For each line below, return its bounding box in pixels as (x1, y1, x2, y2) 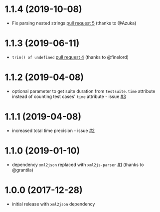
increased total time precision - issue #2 (11, 127, 95, 133)
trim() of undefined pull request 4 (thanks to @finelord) (11, 54, 129, 60)
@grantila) (11, 166, 33, 173)
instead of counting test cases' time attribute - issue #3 (11, 93, 127, 99)
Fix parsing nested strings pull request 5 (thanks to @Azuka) (11, 20, 137, 26)
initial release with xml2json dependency (11, 201, 95, 207)
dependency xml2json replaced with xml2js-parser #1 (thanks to (11, 161, 144, 167)
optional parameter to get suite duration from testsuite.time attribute (11, 88, 156, 94)
